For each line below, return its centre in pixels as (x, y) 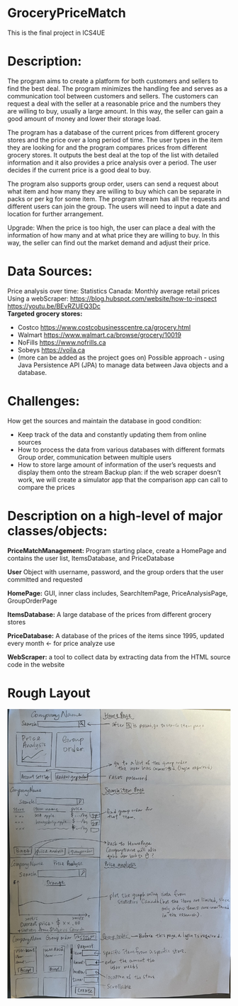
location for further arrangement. (56, 213)
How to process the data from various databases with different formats (121, 449)
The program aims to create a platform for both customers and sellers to (113, 81)
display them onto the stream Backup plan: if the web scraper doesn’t (119, 472)
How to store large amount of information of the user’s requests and (117, 464)
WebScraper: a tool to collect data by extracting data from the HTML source (119, 656)
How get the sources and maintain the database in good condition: (104, 420)
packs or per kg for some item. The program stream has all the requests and (119, 199)
